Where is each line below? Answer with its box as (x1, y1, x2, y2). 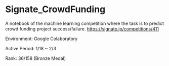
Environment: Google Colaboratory (5, 36, 78, 42)
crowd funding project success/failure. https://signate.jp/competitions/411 (5, 25, 159, 31)
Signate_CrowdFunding (5, 4, 106, 15)
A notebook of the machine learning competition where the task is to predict (5, 20, 164, 26)
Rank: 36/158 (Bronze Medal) (5, 55, 66, 61)
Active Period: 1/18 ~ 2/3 (5, 45, 57, 51)
